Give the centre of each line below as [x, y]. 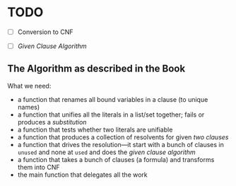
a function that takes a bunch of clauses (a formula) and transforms [116, 159]
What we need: [29, 86]
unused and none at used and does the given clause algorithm [106, 152]
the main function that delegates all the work [82, 175]
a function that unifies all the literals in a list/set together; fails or [111, 115]
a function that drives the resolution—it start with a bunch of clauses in [121, 144]
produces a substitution [52, 122]
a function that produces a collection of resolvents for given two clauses [123, 137]
